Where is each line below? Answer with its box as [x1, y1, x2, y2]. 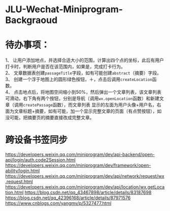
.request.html [5, 178, 33, 184]
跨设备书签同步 [5, 134, 68, 146]
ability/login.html [5, 168, 40, 174]
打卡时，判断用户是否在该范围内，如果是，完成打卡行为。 [5, 64, 125, 70]
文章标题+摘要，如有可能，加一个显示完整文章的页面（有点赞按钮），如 [14, 108, 162, 114]
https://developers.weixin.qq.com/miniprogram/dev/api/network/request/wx [5, 173, 165, 179]
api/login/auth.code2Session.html [5, 157, 76, 163]
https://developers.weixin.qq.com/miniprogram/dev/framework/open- [5, 162, 151, 169]
